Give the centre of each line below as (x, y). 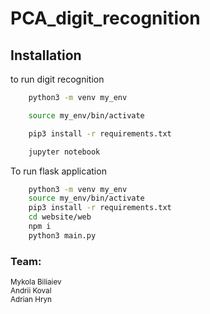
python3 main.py (62, 235)
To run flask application (58, 171)
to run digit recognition (57, 79)
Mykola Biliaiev (36, 282)
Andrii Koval (31, 291)
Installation (46, 55)
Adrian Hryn (31, 300)
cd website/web (60, 217)
